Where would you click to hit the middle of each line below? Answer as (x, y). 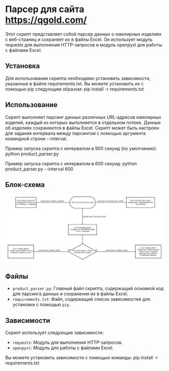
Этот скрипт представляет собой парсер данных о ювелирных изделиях (83, 34)
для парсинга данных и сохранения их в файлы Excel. (70, 294)
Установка (23, 66)
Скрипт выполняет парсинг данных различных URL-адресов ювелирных (83, 117)
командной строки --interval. (36, 138)
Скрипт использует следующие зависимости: (55, 333)
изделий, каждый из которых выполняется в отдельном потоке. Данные (83, 122)
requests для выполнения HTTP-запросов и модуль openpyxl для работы (84, 44)
